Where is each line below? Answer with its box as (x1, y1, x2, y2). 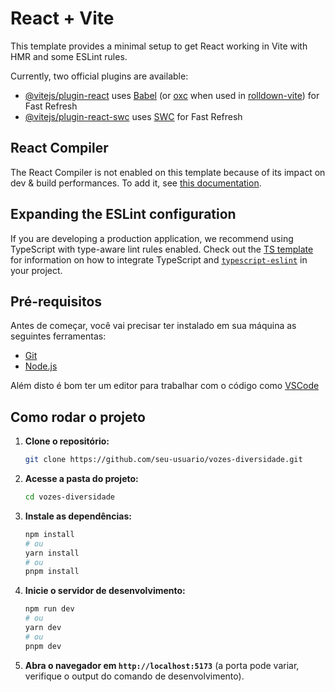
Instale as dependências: (24, 510, 132, 522)
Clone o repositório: (24, 435, 110, 447)
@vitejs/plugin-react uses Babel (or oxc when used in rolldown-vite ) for (24, 89, 320, 101)
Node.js (24, 360, 58, 372)
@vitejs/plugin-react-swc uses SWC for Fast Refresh (24, 110, 243, 122)
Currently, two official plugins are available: (10, 70, 189, 82)
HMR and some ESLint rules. (10, 50, 128, 62)
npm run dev (24, 604, 75, 614)
